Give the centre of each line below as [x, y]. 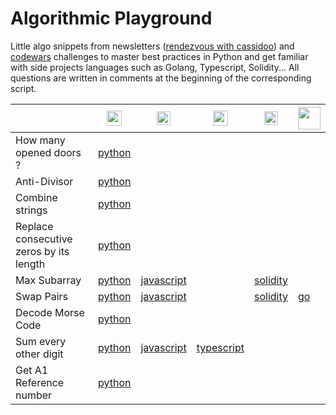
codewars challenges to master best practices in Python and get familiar [159, 56]
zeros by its [42, 251]
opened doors [48, 152]
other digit [39, 354]
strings [31, 210]
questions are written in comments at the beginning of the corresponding [161, 78]
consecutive [44, 239]
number [34, 395]
